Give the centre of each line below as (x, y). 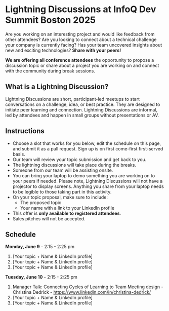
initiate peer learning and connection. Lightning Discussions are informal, (81, 109)
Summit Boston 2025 (51, 20)
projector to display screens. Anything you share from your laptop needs (88, 186)
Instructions (25, 131)
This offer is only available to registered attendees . (67, 213)
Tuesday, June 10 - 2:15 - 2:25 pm (41, 277)
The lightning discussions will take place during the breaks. (74, 165)
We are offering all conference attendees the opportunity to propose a (80, 60)
